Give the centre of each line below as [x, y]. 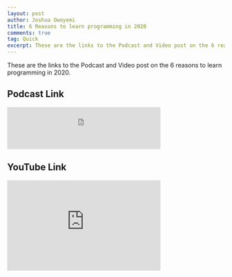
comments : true [29, 33]
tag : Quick [23, 39]
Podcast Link [36, 94]
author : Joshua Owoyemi [41, 20]
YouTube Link [37, 167]
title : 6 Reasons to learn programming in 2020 [77, 26]
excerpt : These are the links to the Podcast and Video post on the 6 [111, 45]
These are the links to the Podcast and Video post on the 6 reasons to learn [115, 65]
